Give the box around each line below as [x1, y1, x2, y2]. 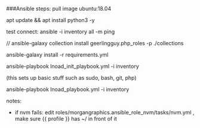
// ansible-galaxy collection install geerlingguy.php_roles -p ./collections [6, 40, 184, 46]
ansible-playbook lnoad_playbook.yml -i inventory [6, 86, 130, 93]
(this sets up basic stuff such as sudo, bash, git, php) [6, 74, 137, 81]
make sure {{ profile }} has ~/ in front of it [14, 115, 118, 122]
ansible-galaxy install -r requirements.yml [6, 51, 109, 58]
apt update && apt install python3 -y [6, 17, 95, 23]
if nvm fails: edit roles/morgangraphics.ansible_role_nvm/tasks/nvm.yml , [14, 109, 195, 115]
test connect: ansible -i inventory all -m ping [6, 28, 115, 35]
